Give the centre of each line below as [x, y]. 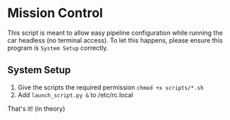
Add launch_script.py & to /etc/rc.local [75, 94]
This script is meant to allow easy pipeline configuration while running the [115, 33]
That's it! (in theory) [36, 109]
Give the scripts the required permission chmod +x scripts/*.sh [110, 87]
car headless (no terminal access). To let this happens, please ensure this [115, 40]
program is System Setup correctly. [58, 48]
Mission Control [55, 13]
